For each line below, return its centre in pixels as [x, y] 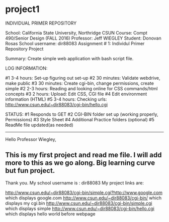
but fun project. [30, 171]
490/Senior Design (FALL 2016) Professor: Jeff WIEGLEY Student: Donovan [83, 38]
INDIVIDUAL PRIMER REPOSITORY [41, 23]
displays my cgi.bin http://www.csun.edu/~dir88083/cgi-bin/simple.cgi [79, 203]
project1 [22, 9]
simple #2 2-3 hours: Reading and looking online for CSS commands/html [81, 88]
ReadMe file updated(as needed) [39, 125]
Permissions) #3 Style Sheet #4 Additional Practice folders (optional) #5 [80, 119]
